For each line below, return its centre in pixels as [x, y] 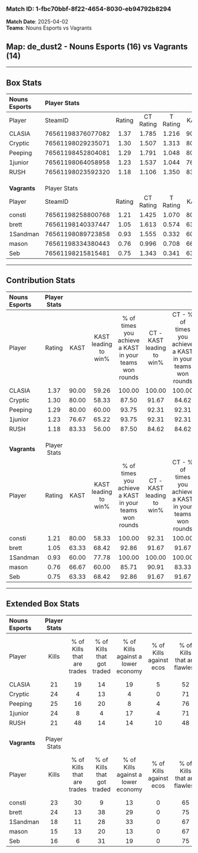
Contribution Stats [41, 280]
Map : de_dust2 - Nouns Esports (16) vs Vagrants [97, 46]
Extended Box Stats [43, 604]
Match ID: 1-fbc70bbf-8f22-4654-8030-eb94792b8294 [89, 9]
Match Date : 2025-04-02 [37, 22]
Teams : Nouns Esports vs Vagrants [49, 28]
